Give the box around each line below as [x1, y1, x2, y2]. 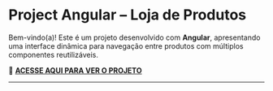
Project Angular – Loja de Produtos [8, 6, 247, 24]
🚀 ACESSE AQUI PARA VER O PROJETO [8, 65, 142, 75]
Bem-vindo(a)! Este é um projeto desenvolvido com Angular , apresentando [8, 32, 261, 42]
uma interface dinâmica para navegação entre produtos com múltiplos [8, 41, 244, 50]
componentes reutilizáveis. [8, 50, 99, 59]
